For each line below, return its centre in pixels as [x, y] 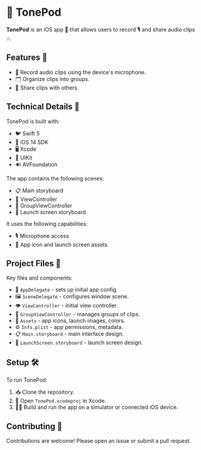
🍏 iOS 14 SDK [32, 142]
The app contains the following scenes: [55, 178]
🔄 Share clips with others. [47, 88]
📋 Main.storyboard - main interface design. [69, 334]
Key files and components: [39, 278]
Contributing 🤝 [34, 426]
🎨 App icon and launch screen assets [61, 244]
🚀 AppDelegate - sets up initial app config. [66, 290]
